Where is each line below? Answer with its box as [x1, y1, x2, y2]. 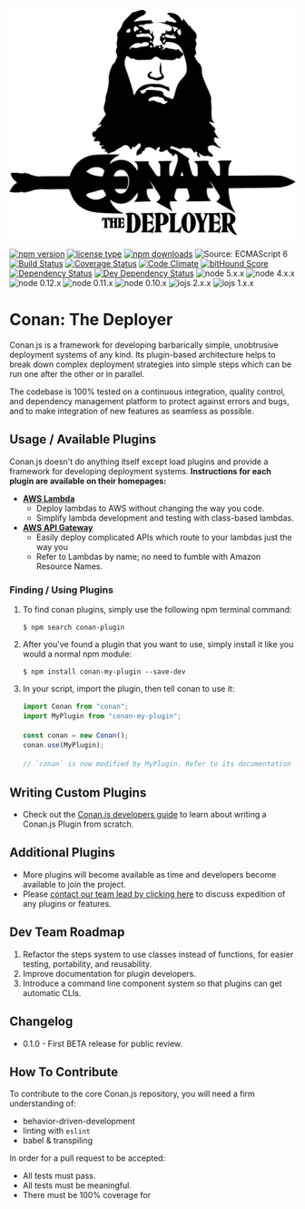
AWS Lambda [22, 493, 75, 503]
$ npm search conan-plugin [22, 623, 125, 633]
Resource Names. [35, 561, 103, 572]
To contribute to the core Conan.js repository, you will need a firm [9, 1089, 256, 1100]
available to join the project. [22, 879, 127, 889]
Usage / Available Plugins [9, 432, 157, 447]
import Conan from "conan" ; [22, 702, 129, 711]
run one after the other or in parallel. [9, 369, 145, 380]
